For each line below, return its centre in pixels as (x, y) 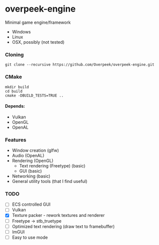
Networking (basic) (31, 176)
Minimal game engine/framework (38, 22)
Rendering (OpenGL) (33, 161)
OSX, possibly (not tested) (38, 42)
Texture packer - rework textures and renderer (58, 215)
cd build (14, 91)
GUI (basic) (30, 171)
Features (16, 140)
